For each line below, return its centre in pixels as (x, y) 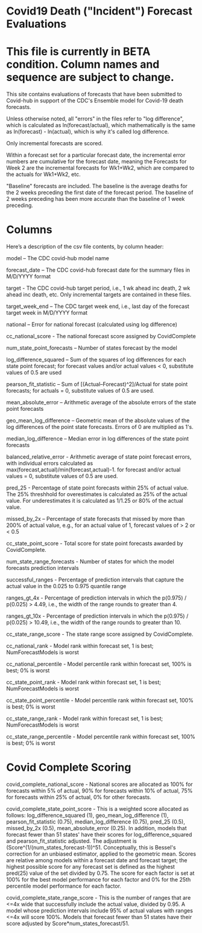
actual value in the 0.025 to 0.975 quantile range (66, 586)
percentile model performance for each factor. (64, 886)
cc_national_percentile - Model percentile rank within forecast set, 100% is (99, 664)
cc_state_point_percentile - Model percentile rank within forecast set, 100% (100, 701)
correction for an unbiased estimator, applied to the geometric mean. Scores (101, 854)
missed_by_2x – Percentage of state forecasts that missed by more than (96, 519)
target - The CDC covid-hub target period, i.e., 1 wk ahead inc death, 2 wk (98, 288)
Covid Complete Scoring (69, 768)
